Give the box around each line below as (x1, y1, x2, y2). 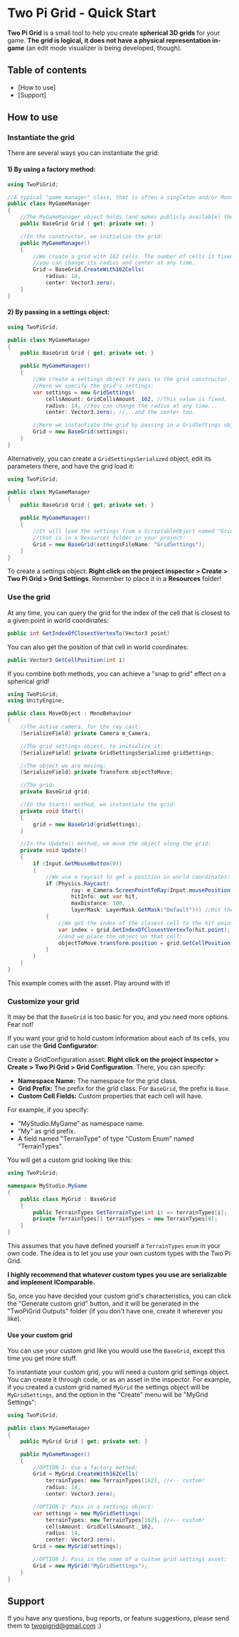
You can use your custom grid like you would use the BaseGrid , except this (7, 1346, 225, 1355)
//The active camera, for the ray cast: (20, 723, 142, 730)
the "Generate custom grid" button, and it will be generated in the (7, 1299, 199, 1308)
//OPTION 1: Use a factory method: (33, 1463, 139, 1471)
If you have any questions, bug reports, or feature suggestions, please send (7, 1614, 230, 1623)
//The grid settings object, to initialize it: (20, 742, 164, 750)
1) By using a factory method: (7, 165, 96, 174)
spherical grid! (7, 677, 50, 686)
